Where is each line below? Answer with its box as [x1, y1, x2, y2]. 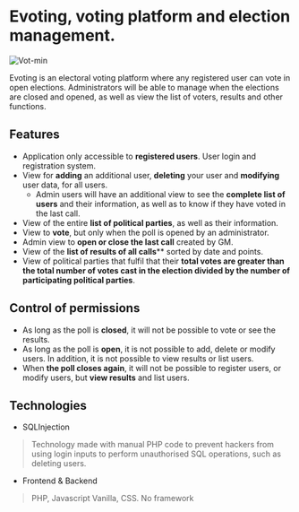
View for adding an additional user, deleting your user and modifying [21, 169, 280, 180]
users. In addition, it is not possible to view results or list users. [21, 352, 254, 364]
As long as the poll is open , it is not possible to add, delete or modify [21, 343, 276, 354]
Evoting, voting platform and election [9, 6, 291, 27]
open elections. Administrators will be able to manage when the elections [9, 82, 279, 92]
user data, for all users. [21, 179, 108, 190]
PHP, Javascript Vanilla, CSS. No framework [30, 493, 194, 504]
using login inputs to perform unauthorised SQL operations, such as [30, 448, 282, 459]
